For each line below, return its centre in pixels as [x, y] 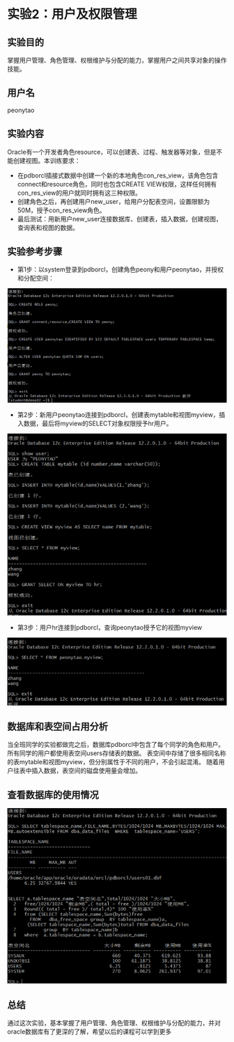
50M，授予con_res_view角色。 [61, 210]
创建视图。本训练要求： [47, 160]
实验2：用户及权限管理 [72, 14]
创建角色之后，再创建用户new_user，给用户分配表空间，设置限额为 [114, 201]
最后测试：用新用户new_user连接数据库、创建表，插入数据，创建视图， [119, 219]
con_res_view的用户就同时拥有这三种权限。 [79, 193]
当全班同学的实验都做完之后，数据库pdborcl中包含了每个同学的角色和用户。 [116, 745]
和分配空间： [36, 278]
